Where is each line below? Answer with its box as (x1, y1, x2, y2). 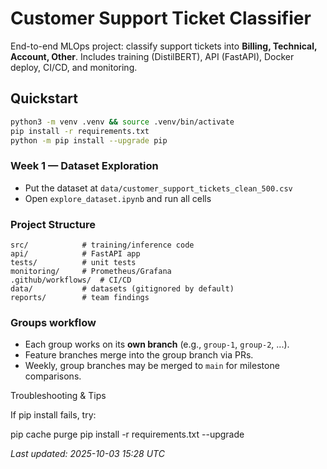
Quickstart (10, 90, 79, 107)
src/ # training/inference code (10, 240, 195, 250)
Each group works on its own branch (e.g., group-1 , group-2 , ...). (24, 338, 290, 351)
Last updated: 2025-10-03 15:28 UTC (10, 448, 165, 460)
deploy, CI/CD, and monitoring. (10, 61, 138, 73)
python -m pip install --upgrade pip (10, 135, 168, 146)
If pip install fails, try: (10, 409, 97, 421)
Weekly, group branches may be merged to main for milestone (24, 360, 280, 372)
